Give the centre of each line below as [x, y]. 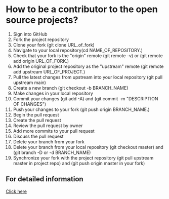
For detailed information [45, 179]
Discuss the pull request [38, 136]
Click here [16, 191]
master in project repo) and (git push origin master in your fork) [79, 163]
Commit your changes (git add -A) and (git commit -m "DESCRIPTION [86, 98]
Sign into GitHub [30, 34]
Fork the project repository [41, 39]
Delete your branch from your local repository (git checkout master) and [88, 147]
